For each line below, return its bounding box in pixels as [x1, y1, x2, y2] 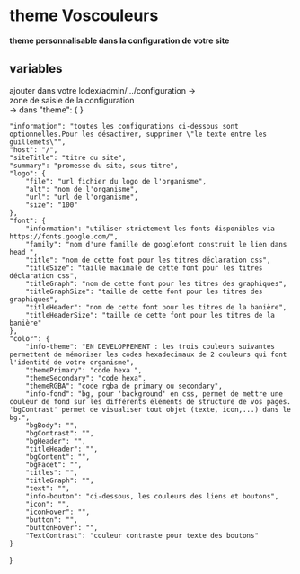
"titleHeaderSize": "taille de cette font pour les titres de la [25, 310, 276, 319]
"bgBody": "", [25, 420, 78, 430]
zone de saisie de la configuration [9, 94, 135, 105]
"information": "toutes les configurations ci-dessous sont [9, 121, 240, 130]
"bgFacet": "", [25, 460, 83, 469]
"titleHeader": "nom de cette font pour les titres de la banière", [25, 302, 287, 311]
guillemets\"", [9, 137, 66, 147]
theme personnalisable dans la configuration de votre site [9, 35, 230, 46]
